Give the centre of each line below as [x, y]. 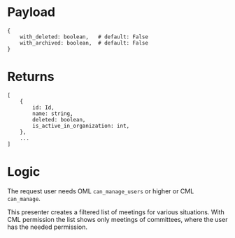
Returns [31, 77]
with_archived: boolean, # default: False [84, 43]
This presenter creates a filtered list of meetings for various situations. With [116, 212]
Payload [31, 12]
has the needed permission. [48, 227]
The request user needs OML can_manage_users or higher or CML [101, 191]
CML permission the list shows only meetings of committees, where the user [117, 219]
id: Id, [43, 107]
